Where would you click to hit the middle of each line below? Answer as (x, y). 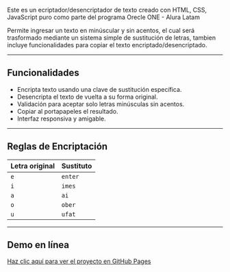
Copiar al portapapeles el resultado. (67, 111)
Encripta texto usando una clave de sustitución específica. (99, 89)
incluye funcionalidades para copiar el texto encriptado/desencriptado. (107, 45)
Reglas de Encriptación (57, 147)
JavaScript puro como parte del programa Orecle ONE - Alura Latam (104, 17)
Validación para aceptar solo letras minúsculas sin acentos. (101, 104)
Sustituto (77, 166)
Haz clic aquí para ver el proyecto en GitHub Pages (79, 261)
